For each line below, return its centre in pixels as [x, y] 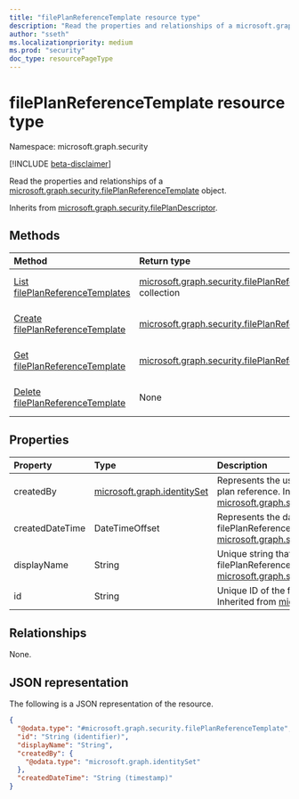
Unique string [245, 553]
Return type [165, 261]
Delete [28, 391]
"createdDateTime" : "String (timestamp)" [95, 779]
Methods [35, 236]
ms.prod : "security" [48, 51]
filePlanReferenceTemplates [72, 292]
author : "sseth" [39, 34]
